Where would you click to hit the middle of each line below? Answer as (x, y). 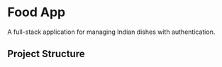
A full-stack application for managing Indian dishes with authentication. (111, 32)
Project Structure (46, 54)
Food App (37, 12)
